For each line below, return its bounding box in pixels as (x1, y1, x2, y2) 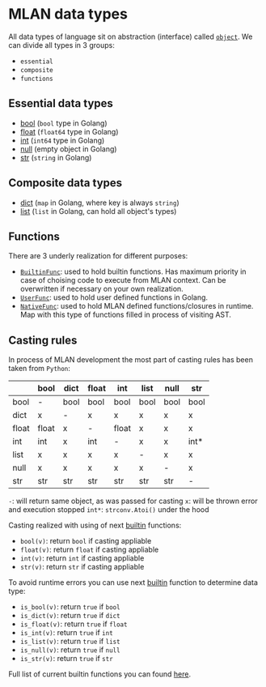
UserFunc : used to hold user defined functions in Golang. (19, 292, 209, 302)
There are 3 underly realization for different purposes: (8, 251, 188, 261)
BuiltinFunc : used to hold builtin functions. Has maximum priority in (19, 267, 247, 276)
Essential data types (8, 96, 113, 110)
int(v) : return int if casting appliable (19, 553, 145, 563)
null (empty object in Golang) (19, 143, 117, 154)
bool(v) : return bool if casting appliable (19, 536, 152, 546)
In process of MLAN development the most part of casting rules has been (8, 355, 253, 365)
